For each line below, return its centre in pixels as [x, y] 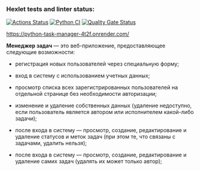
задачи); [26, 119]
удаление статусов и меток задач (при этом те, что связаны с [95, 137]
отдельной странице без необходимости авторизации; [86, 94]
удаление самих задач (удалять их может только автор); [89, 161]
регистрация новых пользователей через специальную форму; [97, 64]
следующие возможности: [41, 52]
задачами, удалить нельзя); [51, 143]
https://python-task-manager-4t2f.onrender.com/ [68, 34]
